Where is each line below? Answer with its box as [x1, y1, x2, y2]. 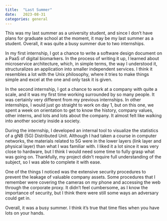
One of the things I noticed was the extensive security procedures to [5, 169, 146, 175]
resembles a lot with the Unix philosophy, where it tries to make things [5, 72, 150, 77]
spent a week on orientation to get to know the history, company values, [5, 107, 154, 113]
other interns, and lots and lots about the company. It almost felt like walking [5, 113, 162, 119]
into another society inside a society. [5, 118, 81, 124]
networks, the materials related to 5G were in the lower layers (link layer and [5, 138, 162, 144]
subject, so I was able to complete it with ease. [5, 159, 101, 165]
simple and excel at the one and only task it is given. [5, 76, 113, 82]
